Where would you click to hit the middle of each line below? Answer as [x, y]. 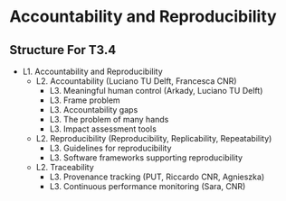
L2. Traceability [65, 167]
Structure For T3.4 [63, 50]
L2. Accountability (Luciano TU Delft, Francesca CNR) [136, 81]
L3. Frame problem [85, 100]
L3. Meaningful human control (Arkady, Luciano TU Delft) [156, 91]
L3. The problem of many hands [109, 119]
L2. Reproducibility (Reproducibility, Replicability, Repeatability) [154, 138]
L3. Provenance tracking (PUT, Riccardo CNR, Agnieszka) [157, 177]
